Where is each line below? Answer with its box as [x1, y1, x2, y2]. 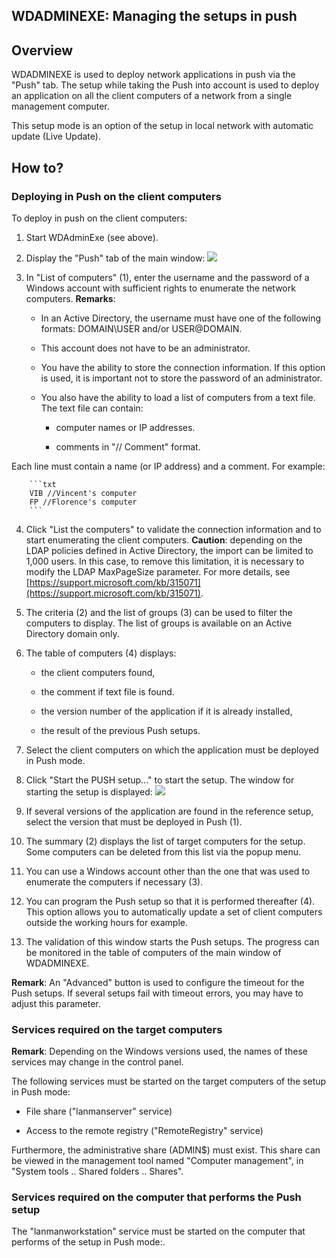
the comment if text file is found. [40, 685, 175, 698]
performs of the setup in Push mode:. [11, 1236, 166, 1248]
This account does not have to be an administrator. [40, 342, 251, 354]
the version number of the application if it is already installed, [40, 705, 293, 717]
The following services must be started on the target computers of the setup [11, 1075, 327, 1088]
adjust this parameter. [11, 997, 101, 1009]
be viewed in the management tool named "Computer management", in [11, 1155, 304, 1167]
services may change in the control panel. [11, 1056, 184, 1068]
